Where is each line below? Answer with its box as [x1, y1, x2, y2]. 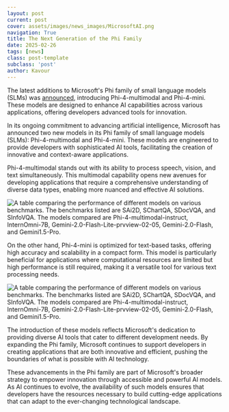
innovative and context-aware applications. [7, 150, 129, 158]
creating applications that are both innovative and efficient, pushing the [7, 347, 208, 356]
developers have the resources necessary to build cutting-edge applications [7, 389, 222, 398]
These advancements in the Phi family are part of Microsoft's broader [7, 368, 204, 376]
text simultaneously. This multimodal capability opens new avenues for [7, 170, 207, 179]
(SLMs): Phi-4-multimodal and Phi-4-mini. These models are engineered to [7, 136, 219, 144]
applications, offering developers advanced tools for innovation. [7, 107, 187, 116]
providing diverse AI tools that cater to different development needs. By [7, 333, 208, 341]
